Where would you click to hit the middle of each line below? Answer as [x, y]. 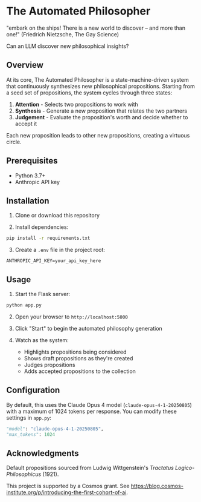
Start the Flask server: [43, 294]
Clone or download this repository [57, 216]
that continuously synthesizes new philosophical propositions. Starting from [101, 86]
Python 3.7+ [30, 175]
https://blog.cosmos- [157, 486]
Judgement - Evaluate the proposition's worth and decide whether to [101, 117]
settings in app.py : [29, 418]
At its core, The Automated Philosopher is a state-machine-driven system [97, 79]
